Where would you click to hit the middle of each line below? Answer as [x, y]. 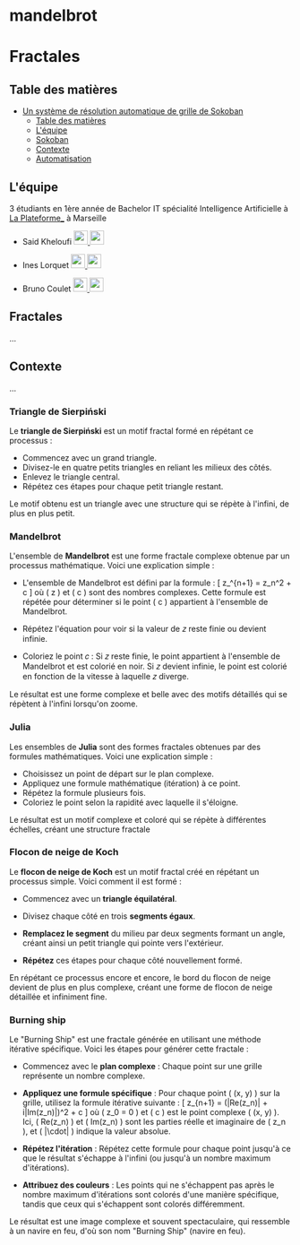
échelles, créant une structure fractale [80, 829]
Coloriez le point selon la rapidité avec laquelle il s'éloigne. [130, 802]
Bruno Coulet [47, 289]
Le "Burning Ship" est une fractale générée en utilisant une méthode [135, 1040]
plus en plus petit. [42, 513]
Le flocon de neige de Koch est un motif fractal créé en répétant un [134, 871]
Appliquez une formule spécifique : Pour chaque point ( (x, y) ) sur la [151, 1094]
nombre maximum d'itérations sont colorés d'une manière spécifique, [150, 1195]
